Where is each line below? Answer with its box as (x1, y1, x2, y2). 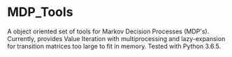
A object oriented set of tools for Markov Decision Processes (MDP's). (7, 27, 210, 35)
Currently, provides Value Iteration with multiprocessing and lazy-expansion (7, 34, 226, 42)
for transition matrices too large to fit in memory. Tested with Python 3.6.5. (7, 42, 222, 50)
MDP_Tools (7, 4, 73, 20)
